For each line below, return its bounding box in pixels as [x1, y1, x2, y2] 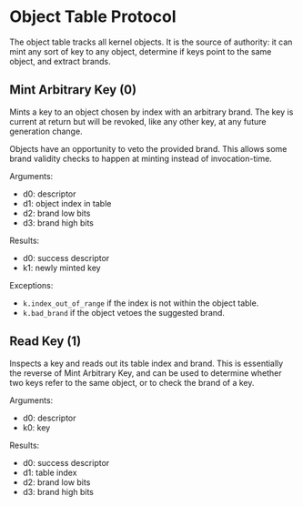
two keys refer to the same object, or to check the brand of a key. [9, 377, 255, 388]
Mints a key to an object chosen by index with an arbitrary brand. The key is [9, 106, 294, 117]
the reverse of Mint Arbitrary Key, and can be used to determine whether [9, 367, 282, 379]
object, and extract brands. [9, 56, 111, 66]
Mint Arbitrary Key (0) [9, 82, 137, 97]
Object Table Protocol [9, 6, 177, 27]
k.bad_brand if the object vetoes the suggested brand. [22, 307, 226, 318]
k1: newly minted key [22, 262, 102, 273]
